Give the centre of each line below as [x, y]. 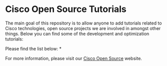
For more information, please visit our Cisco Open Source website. [74, 58]
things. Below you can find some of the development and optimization [77, 33]
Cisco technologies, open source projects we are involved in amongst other [83, 28]
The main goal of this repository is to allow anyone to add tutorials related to [83, 23]
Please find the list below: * [33, 48]
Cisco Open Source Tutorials [66, 9]
